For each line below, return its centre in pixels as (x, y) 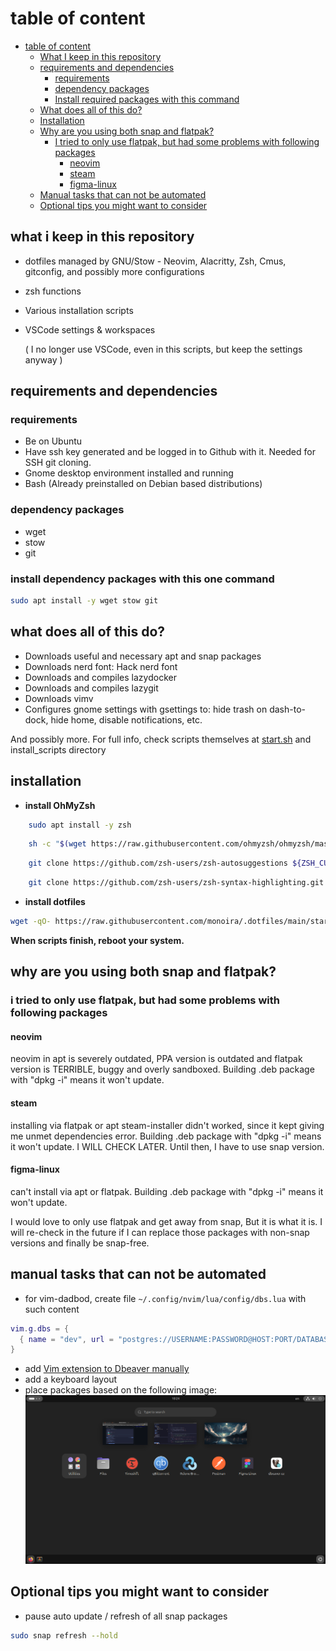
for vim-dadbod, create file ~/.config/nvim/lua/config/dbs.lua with (165, 1298)
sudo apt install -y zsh (80, 825)
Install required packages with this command (147, 99)
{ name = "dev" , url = (66, 1339)
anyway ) (43, 359)
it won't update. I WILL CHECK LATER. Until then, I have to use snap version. (167, 1146)
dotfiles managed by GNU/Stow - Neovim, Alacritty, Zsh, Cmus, (155, 261)
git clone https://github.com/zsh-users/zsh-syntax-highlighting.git (176, 883)
